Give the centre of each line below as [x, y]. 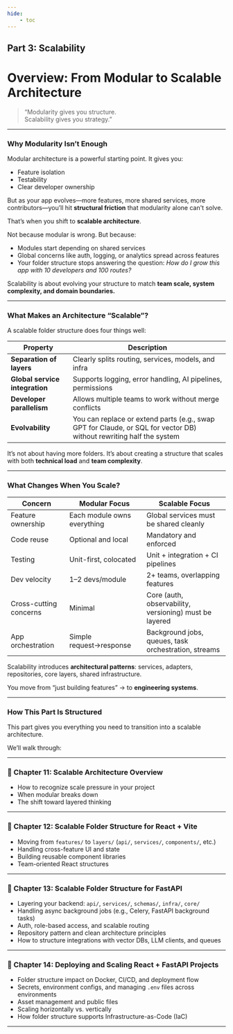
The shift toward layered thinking [64, 802]
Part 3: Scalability [46, 48]
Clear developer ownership [56, 187]
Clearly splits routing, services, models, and [144, 359]
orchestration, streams [183, 649]
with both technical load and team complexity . [75, 461]
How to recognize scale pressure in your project [86, 787]
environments [37, 994]
